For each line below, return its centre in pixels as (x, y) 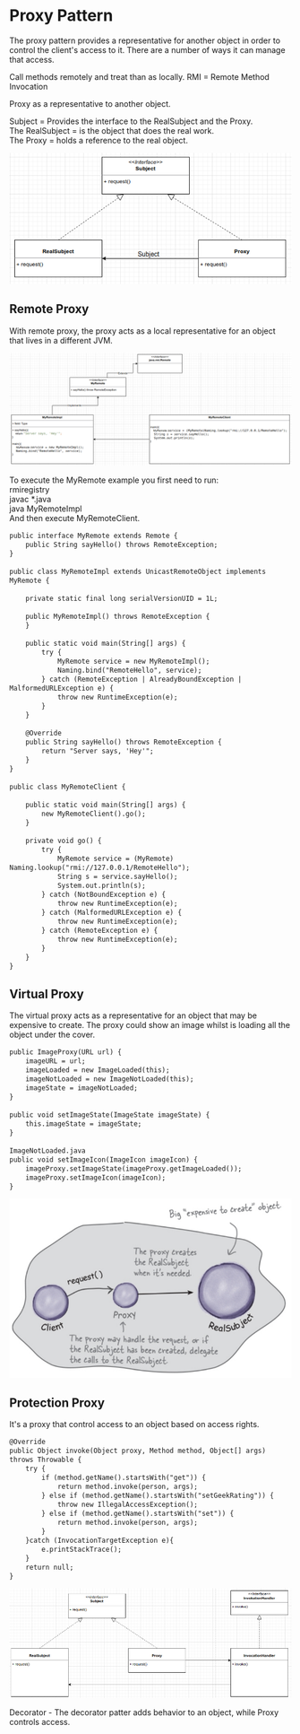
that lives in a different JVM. (61, 340)
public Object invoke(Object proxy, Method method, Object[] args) (138, 1451)
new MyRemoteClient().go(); (94, 814)
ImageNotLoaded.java (48, 1151)
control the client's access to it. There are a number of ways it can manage (147, 49)
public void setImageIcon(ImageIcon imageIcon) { (104, 1160)
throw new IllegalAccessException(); (128, 1505)
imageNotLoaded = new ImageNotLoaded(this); (110, 1079)
